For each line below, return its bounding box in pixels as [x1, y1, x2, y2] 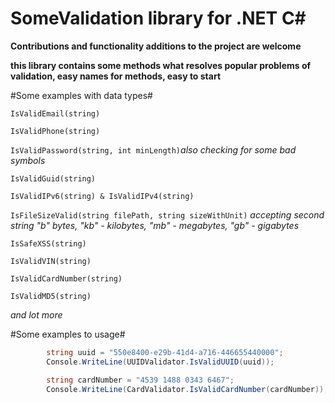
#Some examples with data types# [10, 89, 153, 101]
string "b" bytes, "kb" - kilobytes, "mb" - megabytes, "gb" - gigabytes [10, 219, 300, 231]
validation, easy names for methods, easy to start [10, 70, 222, 82]
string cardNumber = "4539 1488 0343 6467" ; [46, 375, 235, 385]
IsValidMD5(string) [10, 291, 92, 301]
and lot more [10, 308, 63, 321]
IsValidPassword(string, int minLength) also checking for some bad [10, 143, 297, 156]
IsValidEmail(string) [10, 108, 101, 119]
